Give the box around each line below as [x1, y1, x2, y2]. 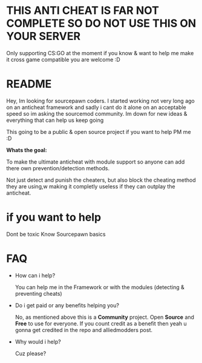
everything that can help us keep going [6, 116, 104, 124]
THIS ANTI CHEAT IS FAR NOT [6, 4, 159, 18]
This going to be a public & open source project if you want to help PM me [6, 128, 192, 135]
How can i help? [15, 271, 56, 279]
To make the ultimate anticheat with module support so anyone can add [6, 158, 185, 165]
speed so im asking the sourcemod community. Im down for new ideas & [6, 110, 187, 117]
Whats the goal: [6, 146, 47, 153]
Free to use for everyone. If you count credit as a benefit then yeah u [15, 319, 187, 327]
